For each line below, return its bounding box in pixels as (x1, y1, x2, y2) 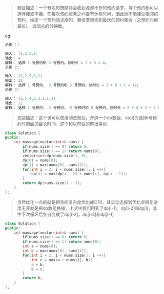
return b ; (22, 276, 42, 281)
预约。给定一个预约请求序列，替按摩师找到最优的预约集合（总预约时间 (17, 17, 159, 23)
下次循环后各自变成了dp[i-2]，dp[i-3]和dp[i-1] (21, 211, 114, 217)
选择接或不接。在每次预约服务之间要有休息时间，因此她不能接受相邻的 (17, 11, 159, 17)
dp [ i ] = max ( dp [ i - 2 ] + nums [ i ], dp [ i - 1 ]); (31, 171, 128, 177)
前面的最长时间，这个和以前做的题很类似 (25, 121, 107, 127)
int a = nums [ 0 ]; (22, 244, 58, 249)
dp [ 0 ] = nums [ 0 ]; (22, 158, 58, 163)
